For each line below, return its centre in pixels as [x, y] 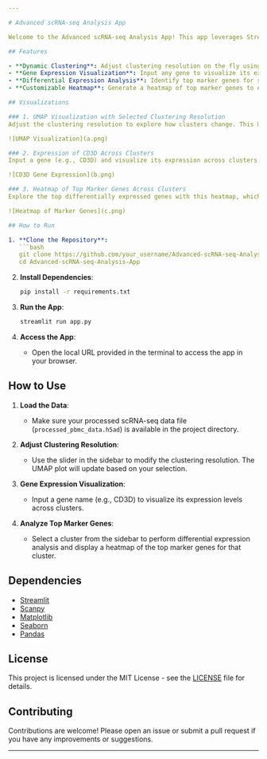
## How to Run [32, 225]
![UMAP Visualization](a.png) [58, 139]
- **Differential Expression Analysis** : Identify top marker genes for [131, 81]
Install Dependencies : [56, 277]
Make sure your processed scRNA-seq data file [109, 420]
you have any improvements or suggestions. [81, 739]
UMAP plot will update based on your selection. [109, 468]
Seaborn [34, 625]
